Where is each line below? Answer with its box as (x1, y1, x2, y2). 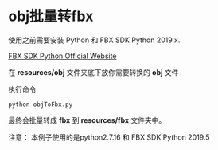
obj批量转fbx (8, 7, 94, 26)
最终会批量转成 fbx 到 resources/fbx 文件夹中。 (8, 115, 166, 124)
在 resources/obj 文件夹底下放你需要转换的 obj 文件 (8, 67, 179, 77)
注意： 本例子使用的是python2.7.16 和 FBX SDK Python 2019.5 (8, 132, 210, 142)
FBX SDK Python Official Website (8, 51, 117, 61)
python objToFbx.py (8, 101, 73, 109)
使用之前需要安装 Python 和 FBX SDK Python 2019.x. (8, 35, 181, 45)
